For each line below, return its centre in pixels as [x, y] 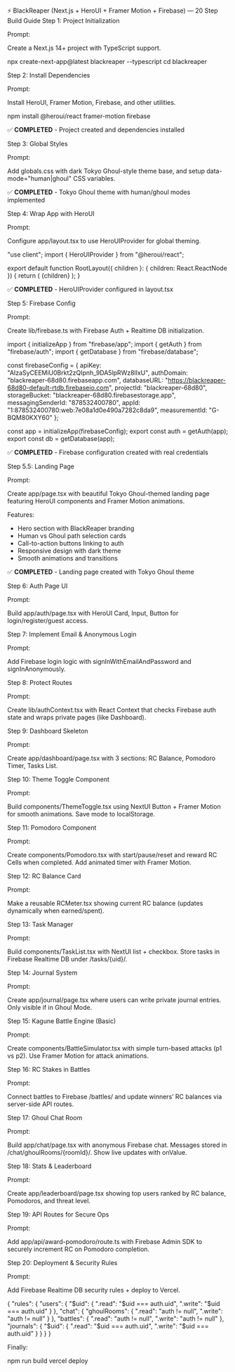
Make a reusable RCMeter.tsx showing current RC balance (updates [105, 903]
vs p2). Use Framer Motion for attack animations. [78, 1056]
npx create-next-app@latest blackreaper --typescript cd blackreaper [107, 62]
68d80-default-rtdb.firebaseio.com [58, 387]
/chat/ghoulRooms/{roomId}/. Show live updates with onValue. [97, 1152]
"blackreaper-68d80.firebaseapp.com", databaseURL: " [88, 380]
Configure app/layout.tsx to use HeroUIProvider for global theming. [104, 241]
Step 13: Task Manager [40, 924]
